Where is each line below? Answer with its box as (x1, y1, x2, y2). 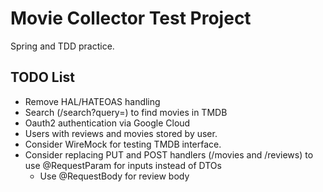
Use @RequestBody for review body (39, 170, 190, 182)
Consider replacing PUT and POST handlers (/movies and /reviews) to (24, 148, 314, 161)
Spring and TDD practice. (10, 40, 115, 52)
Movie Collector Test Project (10, 7, 252, 30)
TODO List (10, 69, 75, 86)
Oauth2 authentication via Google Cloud (24, 117, 191, 129)
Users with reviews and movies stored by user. (24, 127, 218, 139)
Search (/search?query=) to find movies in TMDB (24, 106, 228, 118)
